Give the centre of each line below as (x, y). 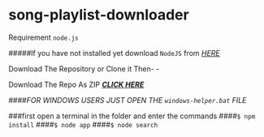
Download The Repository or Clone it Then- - (84, 68)
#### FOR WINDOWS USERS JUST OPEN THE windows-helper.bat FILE (128, 100)
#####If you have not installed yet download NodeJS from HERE (115, 53)
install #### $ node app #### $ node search (83, 124)
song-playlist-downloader (99, 15)
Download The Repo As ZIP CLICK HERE (76, 84)
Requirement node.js (43, 37)
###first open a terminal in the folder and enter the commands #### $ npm (132, 116)
